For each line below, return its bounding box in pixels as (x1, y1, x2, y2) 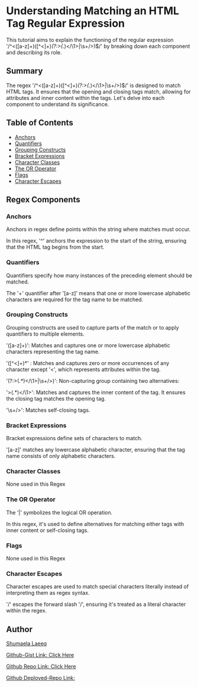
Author (6, 624, 33, 634)
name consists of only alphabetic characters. (6, 453, 116, 460)
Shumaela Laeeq (6, 640, 47, 647)
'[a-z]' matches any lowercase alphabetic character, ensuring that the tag (6, 446, 185, 453)
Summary (6, 66, 43, 76)
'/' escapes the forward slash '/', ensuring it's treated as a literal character (6, 601, 186, 608)
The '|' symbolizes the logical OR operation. (6, 509, 113, 516)
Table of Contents (6, 118, 74, 128)
